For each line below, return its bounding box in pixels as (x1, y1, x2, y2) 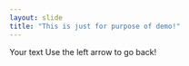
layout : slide (9, 13, 64, 23)
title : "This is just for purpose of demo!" (9, 22, 181, 31)
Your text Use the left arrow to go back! (9, 46, 157, 57)
